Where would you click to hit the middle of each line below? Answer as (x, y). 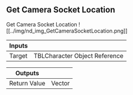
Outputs (27, 73)
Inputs (19, 46)
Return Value (27, 83)
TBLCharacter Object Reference (79, 55)
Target (19, 55)
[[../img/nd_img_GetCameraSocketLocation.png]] (67, 31)
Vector (60, 83)
